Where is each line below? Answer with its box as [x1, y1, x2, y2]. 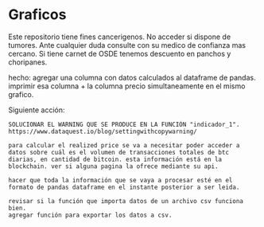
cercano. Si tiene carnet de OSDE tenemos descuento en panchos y [8, 49, 231, 58]
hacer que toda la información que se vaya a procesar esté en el [8, 176, 233, 184]
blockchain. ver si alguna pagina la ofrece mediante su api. [8, 162, 219, 170]
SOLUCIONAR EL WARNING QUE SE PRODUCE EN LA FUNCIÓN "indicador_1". [8, 120, 240, 128]
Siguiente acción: [8, 105, 65, 115]
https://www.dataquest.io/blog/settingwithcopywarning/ [8, 127, 197, 135]
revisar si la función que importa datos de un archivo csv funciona [8, 197, 244, 205]
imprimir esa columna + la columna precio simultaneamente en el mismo [8, 81, 246, 91]
